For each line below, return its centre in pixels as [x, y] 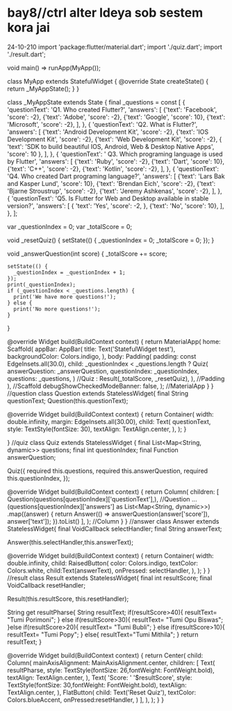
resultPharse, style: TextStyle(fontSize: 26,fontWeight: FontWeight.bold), [111, 670]
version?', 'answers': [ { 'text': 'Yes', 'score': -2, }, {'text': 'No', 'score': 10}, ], [116, 205]
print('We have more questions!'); [65, 297]
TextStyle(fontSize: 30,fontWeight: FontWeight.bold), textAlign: [97, 685]
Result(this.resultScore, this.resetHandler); [68, 599]
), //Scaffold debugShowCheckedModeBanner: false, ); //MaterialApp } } [110, 386]
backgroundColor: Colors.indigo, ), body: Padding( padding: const [102, 356]
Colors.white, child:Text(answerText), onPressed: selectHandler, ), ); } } [109, 570]
